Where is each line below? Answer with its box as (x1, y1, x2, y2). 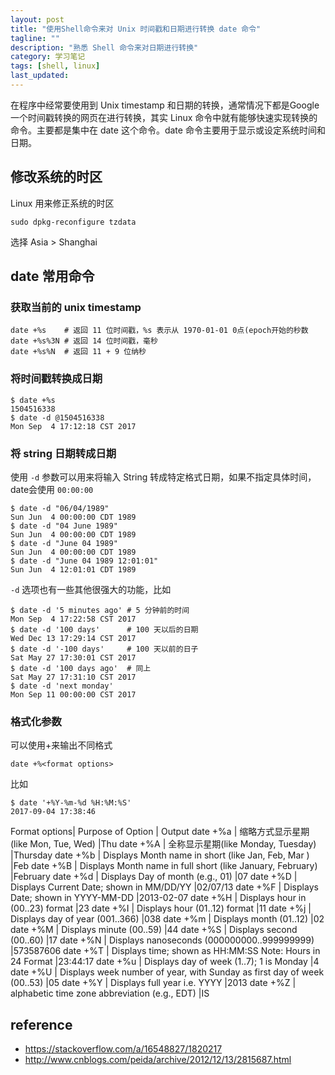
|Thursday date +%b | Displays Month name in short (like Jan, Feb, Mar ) (10, 849, 310, 861)
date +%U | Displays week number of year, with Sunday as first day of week (10, 966, 325, 978)
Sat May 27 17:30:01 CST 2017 (10, 652, 137, 663)
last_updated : (10, 71, 70, 81)
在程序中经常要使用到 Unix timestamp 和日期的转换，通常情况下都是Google (10, 99, 320, 111)
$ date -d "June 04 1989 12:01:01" (10, 556, 159, 566)
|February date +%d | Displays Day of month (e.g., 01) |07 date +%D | (10, 871, 298, 883)
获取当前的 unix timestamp (10, 301, 142, 314)
